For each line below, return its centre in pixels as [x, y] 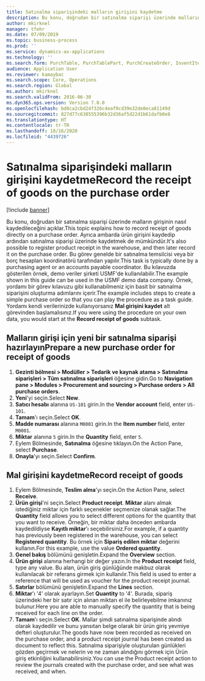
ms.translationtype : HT [37, 120]
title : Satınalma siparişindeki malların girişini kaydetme [85, 12]
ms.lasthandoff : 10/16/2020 [42, 131]
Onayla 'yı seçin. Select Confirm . [56, 456]
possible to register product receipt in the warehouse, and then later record [101, 247]
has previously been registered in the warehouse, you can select [96, 535]
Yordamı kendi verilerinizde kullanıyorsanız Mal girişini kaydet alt [88, 306]
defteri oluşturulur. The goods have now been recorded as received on [103, 633]
